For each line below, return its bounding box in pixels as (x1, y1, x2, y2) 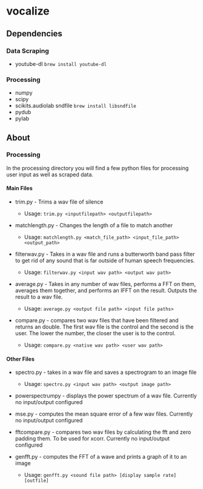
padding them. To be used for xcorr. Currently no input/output (15, 435, 170, 442)
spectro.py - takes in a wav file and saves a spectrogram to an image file (15, 368, 197, 376)
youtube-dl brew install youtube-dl (15, 60, 107, 67)
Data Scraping (6, 47, 50, 55)
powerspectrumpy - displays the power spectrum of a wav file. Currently (15, 392, 197, 399)
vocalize (6, 4, 50, 18)
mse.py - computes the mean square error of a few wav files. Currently (15, 410, 193, 417)
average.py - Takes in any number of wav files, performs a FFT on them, (15, 281, 196, 288)
